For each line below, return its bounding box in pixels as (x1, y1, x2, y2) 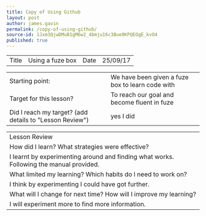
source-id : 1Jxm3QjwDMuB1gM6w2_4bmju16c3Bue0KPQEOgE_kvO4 (6, 32, 158, 38)
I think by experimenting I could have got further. (9, 180, 150, 188)
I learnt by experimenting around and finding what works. (9, 152, 174, 161)
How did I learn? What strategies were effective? (9, 143, 149, 151)
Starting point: (9, 77, 50, 85)
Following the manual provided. (9, 160, 100, 168)
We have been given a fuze (110, 73, 189, 81)
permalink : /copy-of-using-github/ (6, 26, 97, 32)
